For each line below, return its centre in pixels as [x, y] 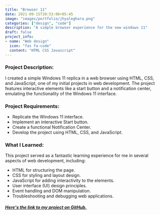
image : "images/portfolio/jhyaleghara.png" [50, 19]
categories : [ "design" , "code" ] [38, 23]
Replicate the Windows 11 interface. [48, 117]
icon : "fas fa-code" [30, 46]
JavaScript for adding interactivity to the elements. [63, 180]
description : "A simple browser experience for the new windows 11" [76, 28]
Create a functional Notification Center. [52, 127]
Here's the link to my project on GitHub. [46, 207]
